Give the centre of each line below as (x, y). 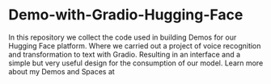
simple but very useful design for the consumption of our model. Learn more (136, 63)
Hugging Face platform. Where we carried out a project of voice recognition (135, 45)
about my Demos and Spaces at (61, 71)
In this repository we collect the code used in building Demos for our (123, 37)
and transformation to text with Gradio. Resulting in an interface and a (125, 54)
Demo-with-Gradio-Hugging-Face (126, 15)
